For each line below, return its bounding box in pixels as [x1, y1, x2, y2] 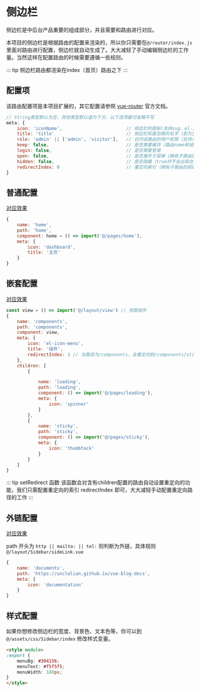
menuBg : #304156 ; [17, 658, 60, 664]
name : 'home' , [17, 222, 52, 228]
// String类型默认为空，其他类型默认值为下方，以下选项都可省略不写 [6, 114, 155, 120]
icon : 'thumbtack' [48, 445, 95, 451]
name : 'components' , [17, 318, 68, 324]
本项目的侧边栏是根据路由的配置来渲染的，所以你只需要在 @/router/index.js [6, 39, 192, 46]
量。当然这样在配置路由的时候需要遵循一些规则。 [6, 54, 126, 61]
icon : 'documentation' [27, 581, 84, 588]
